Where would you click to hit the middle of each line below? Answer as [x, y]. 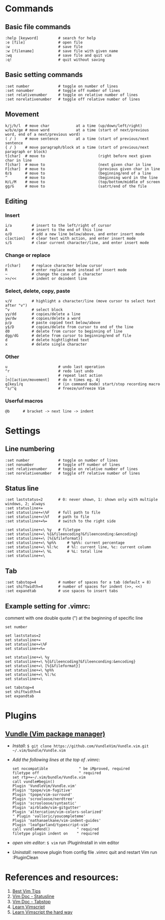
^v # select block [34, 310]
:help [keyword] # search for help [51, 38]
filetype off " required [57, 773]
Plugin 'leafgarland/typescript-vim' [51, 825]
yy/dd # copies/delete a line [43, 314]
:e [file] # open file [44, 42]
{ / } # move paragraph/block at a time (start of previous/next [77, 147]
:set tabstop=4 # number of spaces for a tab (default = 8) [78, 582]
